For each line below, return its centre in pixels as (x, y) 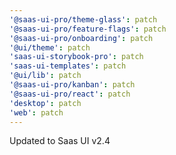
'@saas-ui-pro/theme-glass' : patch (83, 19)
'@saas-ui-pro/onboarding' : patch (81, 38)
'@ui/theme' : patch (50, 47)
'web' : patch (36, 112)
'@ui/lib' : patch (45, 76)
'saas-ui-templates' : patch (68, 66)
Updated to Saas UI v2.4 (60, 141)
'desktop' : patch (45, 103)
